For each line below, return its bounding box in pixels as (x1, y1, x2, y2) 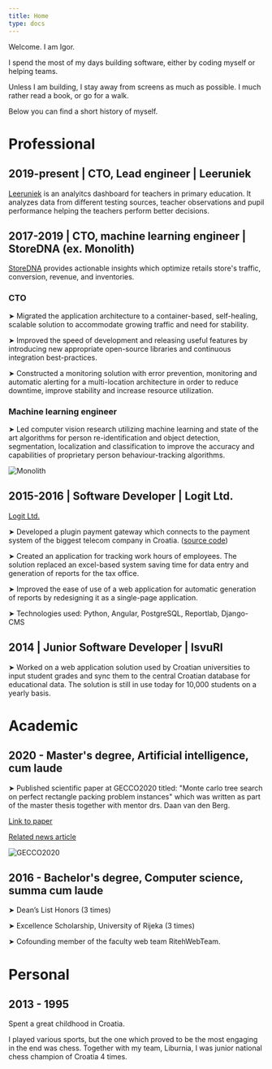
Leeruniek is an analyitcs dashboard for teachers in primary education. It (8, 188, 252, 198)
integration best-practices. (8, 353, 97, 362)
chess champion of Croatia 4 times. (8, 1052, 127, 1062)
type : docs (8, 19, 45, 28)
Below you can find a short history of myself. (8, 106, 158, 116)
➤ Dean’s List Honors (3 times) (8, 905, 111, 915)
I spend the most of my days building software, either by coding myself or (8, 58, 256, 67)
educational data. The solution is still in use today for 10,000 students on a (8, 679, 257, 689)
